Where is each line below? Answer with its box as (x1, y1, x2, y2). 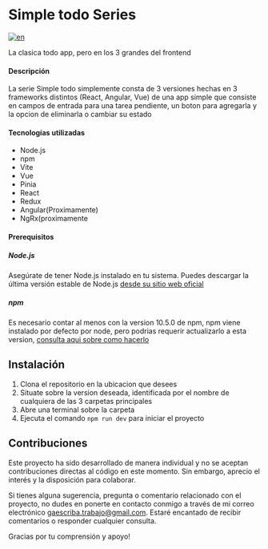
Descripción (8, 66, 50, 75)
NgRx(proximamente (19, 214, 88, 224)
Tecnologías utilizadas (8, 127, 86, 137)
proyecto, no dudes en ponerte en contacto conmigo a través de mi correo (8, 499, 254, 508)
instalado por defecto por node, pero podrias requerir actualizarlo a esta (8, 326, 246, 336)
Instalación (8, 358, 66, 372)
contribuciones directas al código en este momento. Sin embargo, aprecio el (8, 466, 261, 476)
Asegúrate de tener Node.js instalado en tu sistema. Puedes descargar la (8, 270, 250, 280)
